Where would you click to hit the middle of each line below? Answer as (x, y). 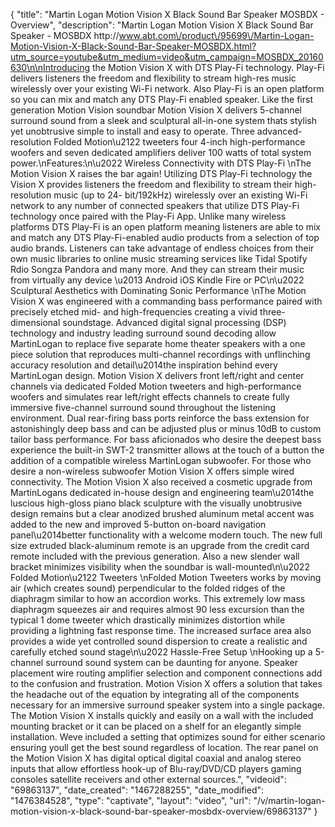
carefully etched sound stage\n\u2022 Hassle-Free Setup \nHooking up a (161, 652)
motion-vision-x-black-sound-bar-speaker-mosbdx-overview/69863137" (161, 811)
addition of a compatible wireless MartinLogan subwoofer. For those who (161, 460)
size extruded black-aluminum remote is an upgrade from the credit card (160, 545)
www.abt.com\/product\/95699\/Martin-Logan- (216, 35)
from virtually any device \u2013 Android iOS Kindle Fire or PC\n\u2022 (157, 280)
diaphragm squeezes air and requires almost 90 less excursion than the (157, 609)
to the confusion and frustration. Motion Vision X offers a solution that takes (166, 683)
